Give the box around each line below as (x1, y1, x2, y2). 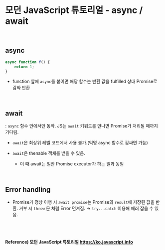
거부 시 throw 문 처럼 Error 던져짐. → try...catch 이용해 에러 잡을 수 (19, 205, 154, 211)
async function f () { (5, 59, 50, 65)
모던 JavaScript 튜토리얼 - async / (5, 4, 143, 16)
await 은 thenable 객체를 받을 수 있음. (12, 150, 86, 156)
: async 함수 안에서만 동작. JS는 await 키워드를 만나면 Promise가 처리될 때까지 (5, 123, 158, 129)
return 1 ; (14, 64, 35, 69)
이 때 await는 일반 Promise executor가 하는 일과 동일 (19, 161, 124, 167)
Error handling (5, 185, 51, 194)
